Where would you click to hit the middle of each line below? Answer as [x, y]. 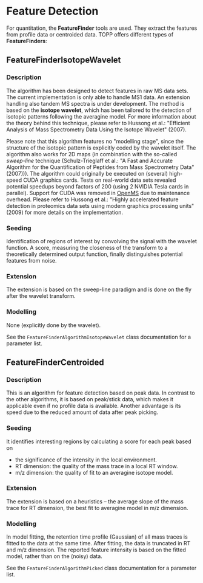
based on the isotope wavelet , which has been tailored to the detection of [99, 110]
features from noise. [32, 260]
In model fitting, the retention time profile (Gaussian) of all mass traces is [97, 537]
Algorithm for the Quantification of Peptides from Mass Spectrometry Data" [100, 167]
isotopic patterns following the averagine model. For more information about [101, 116]
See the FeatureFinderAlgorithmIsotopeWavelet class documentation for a [99, 337]
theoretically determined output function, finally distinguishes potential [95, 254]
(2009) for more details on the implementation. [65, 212]
